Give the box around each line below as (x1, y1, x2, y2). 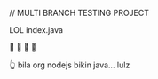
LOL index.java (9, 25, 64, 35)
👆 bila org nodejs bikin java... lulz (9, 59, 130, 70)
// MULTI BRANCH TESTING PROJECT (9, 8, 149, 18)
